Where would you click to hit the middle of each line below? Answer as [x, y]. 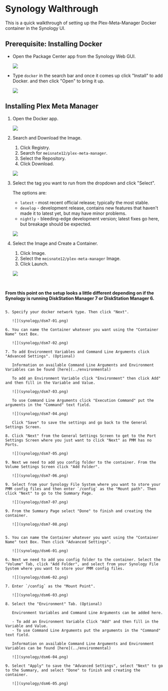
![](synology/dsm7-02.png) [40, 343]
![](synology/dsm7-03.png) [40, 391]
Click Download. [37, 164]
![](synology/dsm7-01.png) [40, 321]
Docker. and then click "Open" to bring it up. [58, 81]
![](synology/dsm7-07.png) [40, 502]
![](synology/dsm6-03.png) [40, 595]
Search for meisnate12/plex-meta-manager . [64, 153]
